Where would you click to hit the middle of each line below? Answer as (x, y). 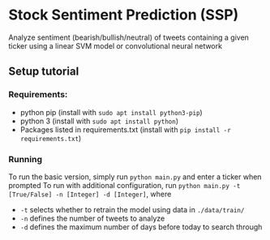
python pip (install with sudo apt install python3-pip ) (111, 112)
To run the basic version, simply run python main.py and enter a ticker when (135, 177)
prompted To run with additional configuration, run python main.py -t (124, 185)
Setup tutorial (44, 72)
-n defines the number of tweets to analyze (92, 218)
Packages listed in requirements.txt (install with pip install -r (125, 129)
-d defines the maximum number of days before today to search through (141, 227)
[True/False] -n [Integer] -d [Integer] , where (90, 194)
